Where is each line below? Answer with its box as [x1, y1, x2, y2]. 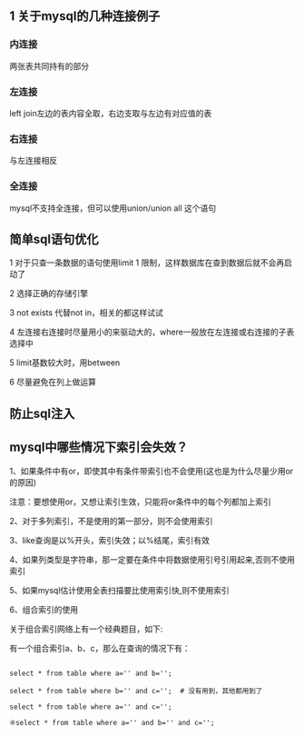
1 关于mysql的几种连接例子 [9, 8, 161, 25]
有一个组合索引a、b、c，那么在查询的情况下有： [9, 642, 191, 653]
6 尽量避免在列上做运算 [9, 376, 97, 388]
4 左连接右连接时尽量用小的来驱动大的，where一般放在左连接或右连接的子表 [9, 326, 295, 338]
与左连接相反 [9, 155, 57, 166]
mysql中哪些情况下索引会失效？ [9, 440, 189, 455]
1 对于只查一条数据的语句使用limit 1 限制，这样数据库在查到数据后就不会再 [9, 257, 285, 268]
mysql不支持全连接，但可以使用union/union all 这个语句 [9, 203, 217, 214]
